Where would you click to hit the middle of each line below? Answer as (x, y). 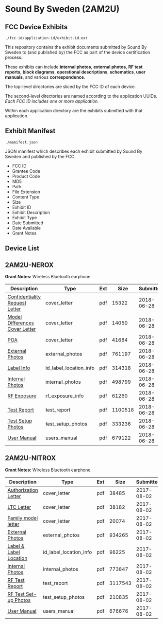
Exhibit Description (31, 212)
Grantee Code (26, 171)
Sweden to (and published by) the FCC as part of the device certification (78, 52)
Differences (21, 323)
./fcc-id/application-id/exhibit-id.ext (47, 38)
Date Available (26, 228)
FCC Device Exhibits (36, 27)
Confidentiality (24, 297)
